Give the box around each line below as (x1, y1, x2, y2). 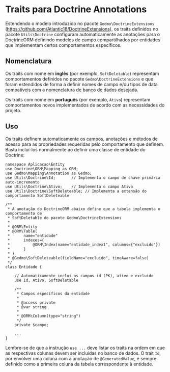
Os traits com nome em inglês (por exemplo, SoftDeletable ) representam (5, 70, 159, 76)
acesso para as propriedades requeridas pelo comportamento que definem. (5, 141, 164, 147)
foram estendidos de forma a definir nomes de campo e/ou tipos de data (5, 81, 158, 87)
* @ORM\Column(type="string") (16, 313, 81, 318)
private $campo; (14, 322, 49, 327)
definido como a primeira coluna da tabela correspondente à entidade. (5, 361, 154, 367)
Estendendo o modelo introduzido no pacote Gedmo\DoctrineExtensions (5, 20, 155, 26)
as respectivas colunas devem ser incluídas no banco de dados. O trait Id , (5, 350, 161, 356)
